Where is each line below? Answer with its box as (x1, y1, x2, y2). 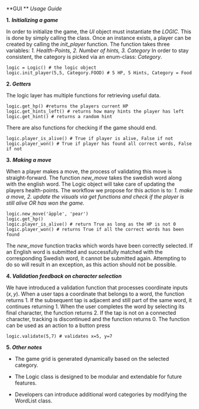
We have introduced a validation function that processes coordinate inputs (6, 284, 188, 291)
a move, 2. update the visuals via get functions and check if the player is (6, 193, 185, 200)
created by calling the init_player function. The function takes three (6, 41, 170, 47)
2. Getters (6, 80, 31, 87)
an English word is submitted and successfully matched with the (6, 249, 163, 255)
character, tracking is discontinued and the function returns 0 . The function (6, 316, 190, 322)
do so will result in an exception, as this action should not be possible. (6, 261, 176, 268)
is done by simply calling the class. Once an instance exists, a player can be (6, 34, 191, 41)
